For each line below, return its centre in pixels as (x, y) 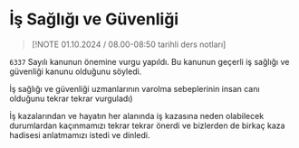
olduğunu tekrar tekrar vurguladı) (71, 98)
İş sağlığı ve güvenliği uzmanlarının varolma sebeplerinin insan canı (135, 88)
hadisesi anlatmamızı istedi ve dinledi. (80, 134)
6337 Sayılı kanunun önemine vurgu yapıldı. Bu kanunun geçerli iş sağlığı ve (149, 61)
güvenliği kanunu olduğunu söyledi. (76, 71)
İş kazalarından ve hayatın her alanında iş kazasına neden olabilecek (137, 116)
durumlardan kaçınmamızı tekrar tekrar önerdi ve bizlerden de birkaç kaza (147, 125)
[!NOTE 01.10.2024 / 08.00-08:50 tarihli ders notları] (129, 44)
